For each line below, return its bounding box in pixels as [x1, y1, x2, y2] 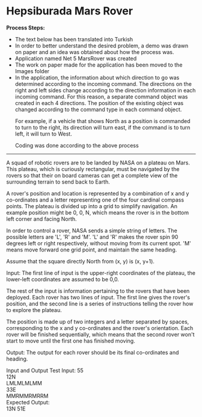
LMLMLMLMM [6, 379, 42, 386]
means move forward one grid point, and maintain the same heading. [6, 246, 177, 253]
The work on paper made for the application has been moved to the [14, 61, 183, 68]
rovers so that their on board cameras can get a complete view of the [6, 172, 178, 179]
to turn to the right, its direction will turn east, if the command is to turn [14, 124, 191, 131]
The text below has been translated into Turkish [14, 35, 133, 43]
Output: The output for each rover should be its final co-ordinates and [6, 349, 179, 356]
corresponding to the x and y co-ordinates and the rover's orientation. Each [6, 324, 194, 331]
